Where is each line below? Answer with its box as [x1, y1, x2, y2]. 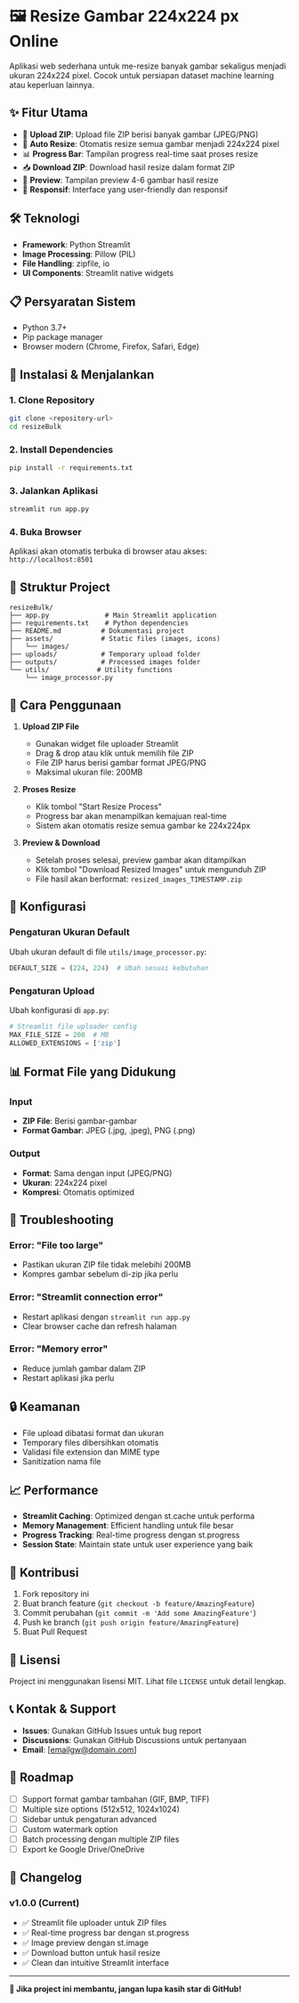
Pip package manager [21, 332, 103, 343]
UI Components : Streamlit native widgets [21, 267, 174, 278]
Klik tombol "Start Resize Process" [35, 801, 163, 812]
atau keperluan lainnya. [9, 79, 95, 90]
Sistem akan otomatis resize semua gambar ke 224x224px [35, 820, 251, 831]
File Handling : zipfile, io [21, 258, 110, 269]
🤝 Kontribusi [9, 1565, 79, 1580]
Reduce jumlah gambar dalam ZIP [21, 1363, 146, 1374]
